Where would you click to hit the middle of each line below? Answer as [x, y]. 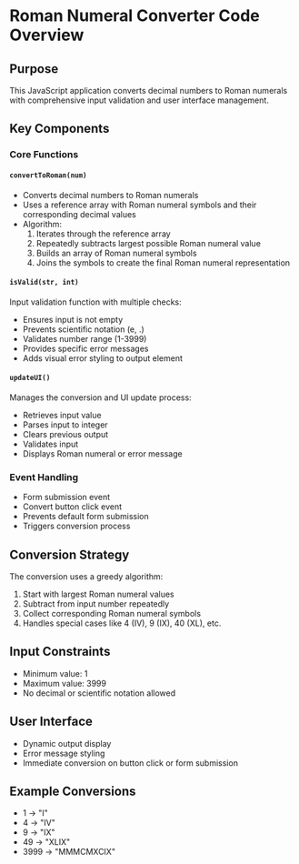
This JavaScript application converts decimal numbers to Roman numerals [149, 90]
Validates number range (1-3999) [85, 338]
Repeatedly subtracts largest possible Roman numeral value [149, 243]
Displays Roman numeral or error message [103, 453]
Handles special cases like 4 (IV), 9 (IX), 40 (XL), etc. [122, 623]
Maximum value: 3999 [65, 683]
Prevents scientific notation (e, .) [84, 329]
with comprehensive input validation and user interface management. [140, 100]
